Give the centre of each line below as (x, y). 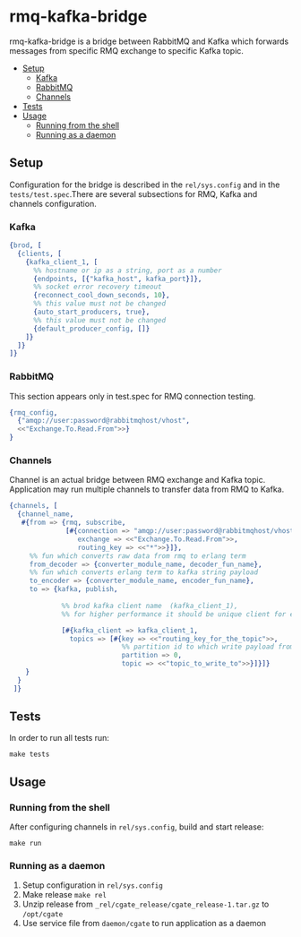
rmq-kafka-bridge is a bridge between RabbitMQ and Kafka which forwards (149, 41)
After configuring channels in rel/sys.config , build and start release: (137, 827)
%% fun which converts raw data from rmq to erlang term (138, 556)
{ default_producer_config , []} (91, 329)
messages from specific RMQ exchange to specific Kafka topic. (127, 50)
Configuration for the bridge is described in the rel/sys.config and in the (145, 185)
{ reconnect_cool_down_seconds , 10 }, (101, 296)
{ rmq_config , (34, 413)
